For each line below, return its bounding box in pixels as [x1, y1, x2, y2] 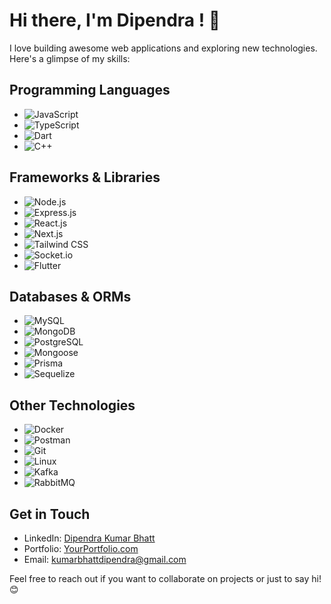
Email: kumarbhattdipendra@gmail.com [23, 554, 187, 565]
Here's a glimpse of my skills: [9, 52, 131, 64]
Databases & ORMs [9, 288, 132, 305]
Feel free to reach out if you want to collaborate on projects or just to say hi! [9, 573, 322, 584]
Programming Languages [9, 82, 171, 99]
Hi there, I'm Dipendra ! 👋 [9, 9, 221, 32]
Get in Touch [9, 505, 91, 523]
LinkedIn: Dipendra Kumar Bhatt [23, 532, 156, 544]
